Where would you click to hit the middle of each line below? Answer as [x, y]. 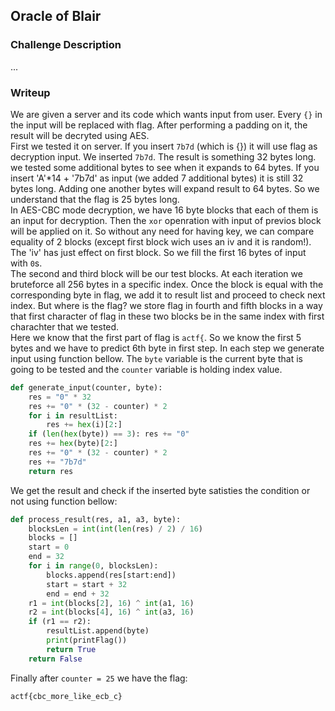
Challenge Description [66, 45]
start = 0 [49, 547]
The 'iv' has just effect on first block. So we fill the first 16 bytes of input [158, 252]
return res [51, 471]
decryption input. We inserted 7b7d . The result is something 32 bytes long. [163, 156]
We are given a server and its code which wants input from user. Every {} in [166, 114]
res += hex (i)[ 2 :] [84, 425]
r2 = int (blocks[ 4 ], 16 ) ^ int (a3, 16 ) [111, 612]
